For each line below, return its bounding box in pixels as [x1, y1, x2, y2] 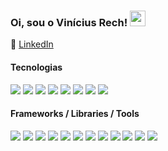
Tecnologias [10, 61, 63, 73]
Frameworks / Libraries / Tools [10, 108, 140, 120]
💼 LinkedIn [10, 38, 54, 50]
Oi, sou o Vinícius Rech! [10, 15, 128, 29]
